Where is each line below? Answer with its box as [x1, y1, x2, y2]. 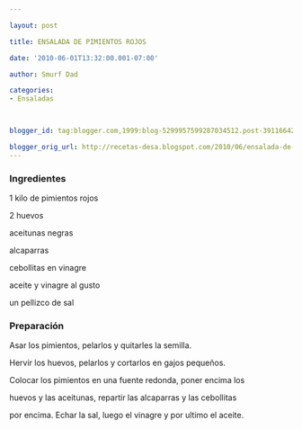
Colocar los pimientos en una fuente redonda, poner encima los [9, 375, 245, 386]
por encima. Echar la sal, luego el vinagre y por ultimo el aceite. [9, 410, 244, 421]
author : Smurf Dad [9, 69, 78, 79]
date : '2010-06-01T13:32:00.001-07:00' [9, 53, 159, 63]
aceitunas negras [9, 228, 74, 238]
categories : [9, 86, 54, 95]
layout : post [9, 21, 58, 30]
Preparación [9, 319, 65, 332]
